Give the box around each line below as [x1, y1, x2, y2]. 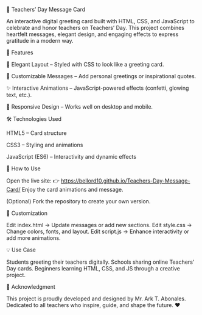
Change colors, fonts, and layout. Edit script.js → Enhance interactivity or [6, 228, 190, 235]
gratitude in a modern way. [6, 37, 74, 44]
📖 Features [6, 49, 33, 56]
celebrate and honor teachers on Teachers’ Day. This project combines [6, 24, 184, 31]
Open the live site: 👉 [6, 177, 60, 184]
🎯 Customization [6, 209, 47, 217]
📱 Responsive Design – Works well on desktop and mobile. [6, 103, 153, 110]
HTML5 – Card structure [6, 129, 67, 137]
